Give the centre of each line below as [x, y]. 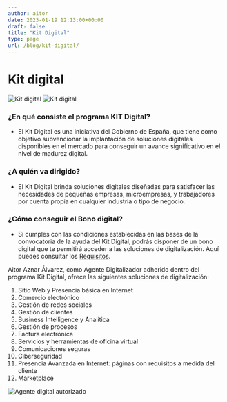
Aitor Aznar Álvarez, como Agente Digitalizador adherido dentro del [103, 269]
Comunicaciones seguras [54, 348]
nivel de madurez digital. [53, 154]
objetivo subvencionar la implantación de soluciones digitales [105, 139]
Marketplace [36, 378]
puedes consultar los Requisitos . [64, 256]
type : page [23, 39]
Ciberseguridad [40, 356]
